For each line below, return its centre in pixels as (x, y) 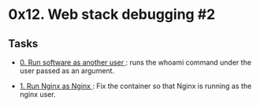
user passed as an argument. (67, 71)
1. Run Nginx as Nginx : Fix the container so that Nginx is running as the (136, 86)
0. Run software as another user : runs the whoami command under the (136, 62)
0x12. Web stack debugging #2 (112, 15)
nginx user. (38, 94)
